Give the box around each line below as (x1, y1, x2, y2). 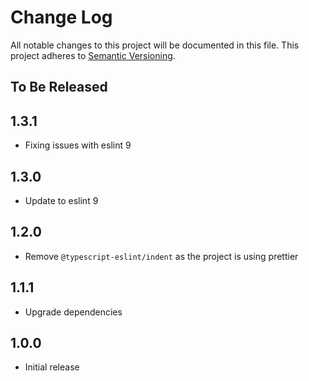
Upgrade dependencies (24, 306, 123, 318)
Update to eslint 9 (24, 194, 99, 206)
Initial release (24, 361, 80, 373)
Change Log (10, 6, 113, 29)
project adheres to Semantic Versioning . (10, 49, 176, 61)
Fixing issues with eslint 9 (24, 139, 132, 151)
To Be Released (10, 79, 108, 96)
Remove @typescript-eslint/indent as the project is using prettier (24, 250, 299, 262)
